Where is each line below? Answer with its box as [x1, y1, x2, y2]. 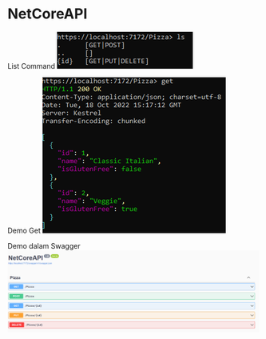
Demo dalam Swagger [7, 241, 81, 250]
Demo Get [7, 225, 42, 235]
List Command [7, 61, 56, 70]
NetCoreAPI [7, 5, 88, 23]
